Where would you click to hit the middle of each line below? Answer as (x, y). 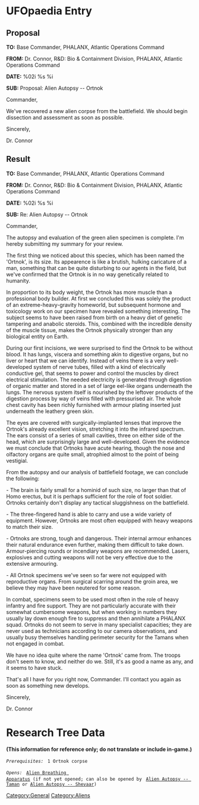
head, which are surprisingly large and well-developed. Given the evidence (98, 441)
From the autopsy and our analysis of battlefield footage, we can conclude (97, 472)
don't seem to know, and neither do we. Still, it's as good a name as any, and (100, 661)
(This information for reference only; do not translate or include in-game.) (99, 749)
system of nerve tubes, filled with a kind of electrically (100, 367)
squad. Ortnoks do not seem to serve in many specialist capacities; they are (99, 624)
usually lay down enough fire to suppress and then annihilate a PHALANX (96, 618)
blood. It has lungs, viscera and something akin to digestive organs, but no (97, 354)
